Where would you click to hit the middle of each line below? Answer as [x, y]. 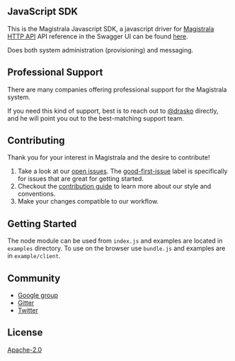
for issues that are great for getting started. [80, 179]
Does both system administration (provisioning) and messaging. [101, 50]
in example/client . [34, 256]
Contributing [36, 141]
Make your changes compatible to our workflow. [88, 201]
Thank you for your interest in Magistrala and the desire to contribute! [109, 157]
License [25, 333]
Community [34, 278]
